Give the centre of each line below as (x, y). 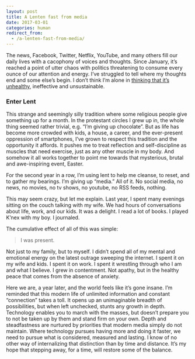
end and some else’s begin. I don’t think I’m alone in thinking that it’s (88, 80)
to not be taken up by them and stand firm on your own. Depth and (86, 319)
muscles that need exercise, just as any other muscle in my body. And (90, 151)
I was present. (37, 240)
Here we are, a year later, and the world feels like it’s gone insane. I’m (89, 288)
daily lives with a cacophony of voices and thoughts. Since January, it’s (92, 61)
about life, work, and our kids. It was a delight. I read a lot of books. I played (97, 212)
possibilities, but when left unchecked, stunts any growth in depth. (86, 306)
